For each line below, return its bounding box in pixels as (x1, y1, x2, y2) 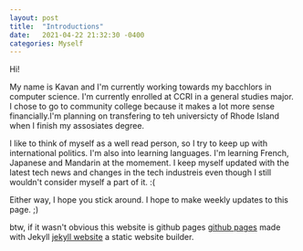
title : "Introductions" (9, 22, 104, 31)
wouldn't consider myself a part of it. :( (9, 177, 156, 188)
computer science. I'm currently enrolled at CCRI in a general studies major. (9, 91, 294, 102)
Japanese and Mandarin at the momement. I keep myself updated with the (9, 157, 289, 169)
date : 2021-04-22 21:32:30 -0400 (9, 30, 145, 39)
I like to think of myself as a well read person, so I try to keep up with (9, 138, 267, 149)
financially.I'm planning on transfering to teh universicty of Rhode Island (9, 110, 280, 121)
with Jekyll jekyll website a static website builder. (9, 232, 194, 243)
